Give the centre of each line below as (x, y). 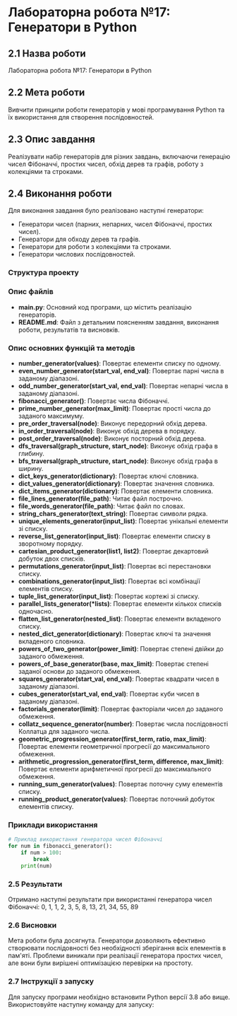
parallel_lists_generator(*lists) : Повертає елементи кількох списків (120, 603)
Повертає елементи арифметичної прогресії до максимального (115, 769)
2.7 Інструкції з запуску (51, 981)
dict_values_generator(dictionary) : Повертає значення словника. (116, 483)
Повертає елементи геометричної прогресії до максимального (114, 746)
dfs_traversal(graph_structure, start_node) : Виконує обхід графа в (118, 445)
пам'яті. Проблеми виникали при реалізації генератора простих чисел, (115, 956)
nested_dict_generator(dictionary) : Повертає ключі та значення (114, 633)
